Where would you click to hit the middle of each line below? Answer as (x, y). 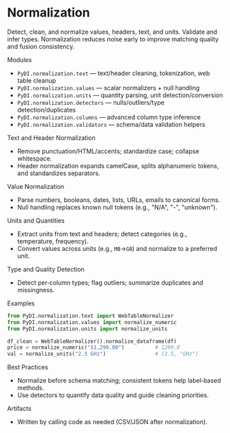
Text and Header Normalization (51, 138)
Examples (21, 303)
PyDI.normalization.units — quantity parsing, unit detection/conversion (120, 95)
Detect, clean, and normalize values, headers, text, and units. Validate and (112, 32)
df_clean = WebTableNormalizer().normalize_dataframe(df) (92, 341)
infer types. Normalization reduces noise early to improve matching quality (113, 39)
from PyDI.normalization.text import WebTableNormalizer (91, 316)
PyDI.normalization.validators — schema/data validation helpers (111, 124)
